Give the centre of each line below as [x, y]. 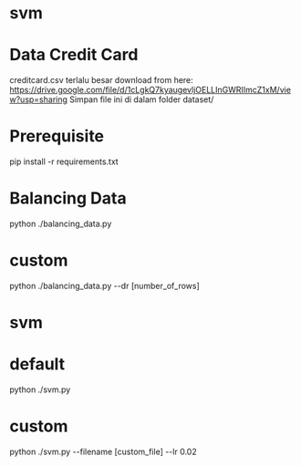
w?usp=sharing [39, 99]
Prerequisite [57, 136]
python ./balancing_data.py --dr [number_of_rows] [105, 285]
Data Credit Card [74, 55]
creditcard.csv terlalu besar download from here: [101, 80]
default [37, 364]
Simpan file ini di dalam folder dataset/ [142, 99]
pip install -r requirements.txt [64, 161]
